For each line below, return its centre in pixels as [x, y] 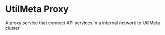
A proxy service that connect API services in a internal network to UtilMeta [83, 23]
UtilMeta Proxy [37, 9]
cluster [12, 28]
